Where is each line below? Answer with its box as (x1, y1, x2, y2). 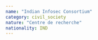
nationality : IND (5, 25, 48, 31)
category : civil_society (5, 14, 66, 20)
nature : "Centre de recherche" (5, 19, 82, 25)
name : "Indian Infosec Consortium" (5, 8, 93, 15)
